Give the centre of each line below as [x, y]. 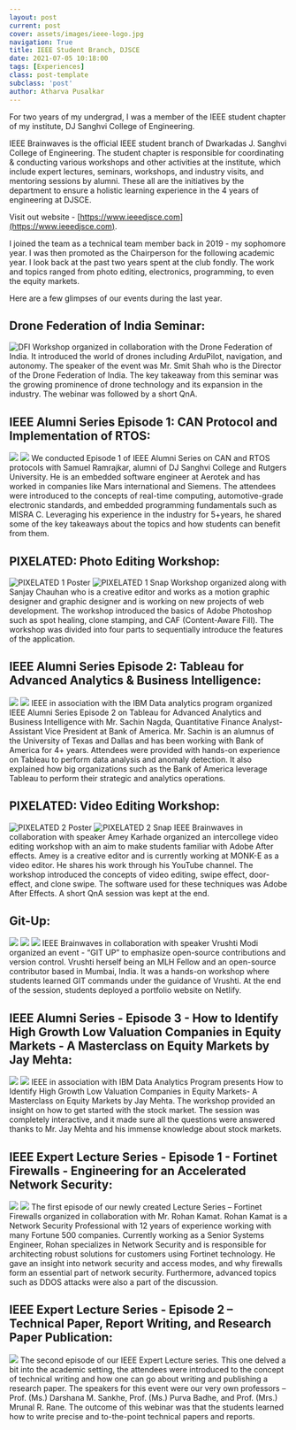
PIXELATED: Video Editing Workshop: [115, 806]
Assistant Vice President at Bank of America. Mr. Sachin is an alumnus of [142, 731]
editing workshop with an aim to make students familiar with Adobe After [141, 846]
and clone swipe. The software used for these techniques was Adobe [161, 884]
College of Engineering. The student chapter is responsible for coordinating [147, 152]
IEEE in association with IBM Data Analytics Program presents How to [157, 1082]
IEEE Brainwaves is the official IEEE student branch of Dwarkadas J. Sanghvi [148, 143]
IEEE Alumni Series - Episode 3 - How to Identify [144, 1018]
